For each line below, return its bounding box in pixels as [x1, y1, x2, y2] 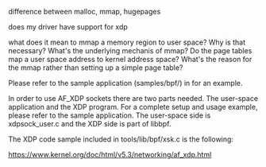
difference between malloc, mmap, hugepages [8, 7, 161, 16]
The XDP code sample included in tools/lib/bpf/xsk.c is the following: [8, 134, 234, 144]
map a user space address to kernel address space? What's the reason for [8, 55, 253, 64]
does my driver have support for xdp [8, 22, 129, 31]
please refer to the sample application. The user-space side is [8, 111, 211, 120]
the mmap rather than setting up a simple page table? [8, 63, 183, 72]
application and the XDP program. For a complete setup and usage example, [8, 103, 258, 111]
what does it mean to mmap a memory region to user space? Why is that [8, 37, 246, 47]
